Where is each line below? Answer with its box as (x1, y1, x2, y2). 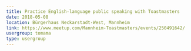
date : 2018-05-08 (6, 14, 49, 20)
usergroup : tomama (6, 30, 51, 36)
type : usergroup (6, 36, 46, 42)
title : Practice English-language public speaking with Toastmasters (6, 8, 180, 15)
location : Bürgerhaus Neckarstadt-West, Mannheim (6, 19, 130, 25)
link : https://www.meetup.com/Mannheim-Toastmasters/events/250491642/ (6, 25, 185, 31)
